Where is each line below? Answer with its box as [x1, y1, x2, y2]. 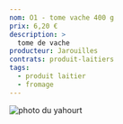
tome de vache [17, 38, 70, 48]
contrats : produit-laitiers [9, 55, 115, 64]
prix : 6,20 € [9, 22, 58, 31]
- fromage [17, 80, 54, 89]
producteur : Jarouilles [9, 47, 99, 56]
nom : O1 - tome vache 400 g [9, 13, 115, 22]
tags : [9, 64, 30, 73]
